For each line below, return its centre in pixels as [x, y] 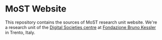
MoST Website [36, 9]
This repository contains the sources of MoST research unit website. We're [81, 22]
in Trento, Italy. [20, 32]
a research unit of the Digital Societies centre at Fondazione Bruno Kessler [81, 27]
